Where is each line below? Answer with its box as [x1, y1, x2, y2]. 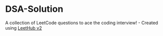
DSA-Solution [5, 3, 64, 15]
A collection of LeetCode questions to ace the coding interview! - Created [5, 20, 158, 26]
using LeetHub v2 [5, 25, 42, 31]
